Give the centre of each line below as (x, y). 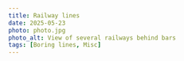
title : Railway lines (44, 15)
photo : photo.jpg (37, 30)
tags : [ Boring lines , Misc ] (55, 45)
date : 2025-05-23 (37, 23)
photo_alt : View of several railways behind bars (92, 38)
